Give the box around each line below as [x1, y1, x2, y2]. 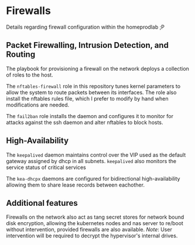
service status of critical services [6, 164, 86, 171]
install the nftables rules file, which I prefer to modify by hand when [6, 95, 169, 102]
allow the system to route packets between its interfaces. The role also [6, 89, 177, 96]
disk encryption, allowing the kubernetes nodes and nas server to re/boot [6, 220, 183, 227]
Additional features [6, 198, 78, 208]
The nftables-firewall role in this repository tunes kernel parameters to [6, 82, 180, 89]
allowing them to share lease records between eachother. [6, 181, 145, 188]
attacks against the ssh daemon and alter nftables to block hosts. [6, 119, 163, 126]
